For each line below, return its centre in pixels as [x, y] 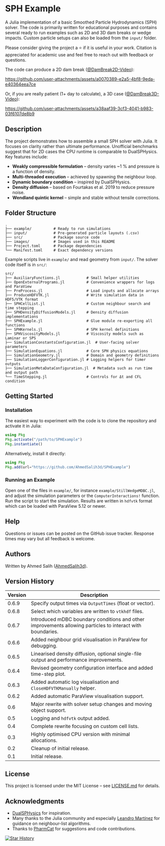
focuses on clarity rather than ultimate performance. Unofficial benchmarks [82, 146]
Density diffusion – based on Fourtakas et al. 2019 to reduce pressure [83, 187]
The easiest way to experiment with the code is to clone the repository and [81, 421]
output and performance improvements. [77, 660]
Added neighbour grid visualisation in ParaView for [90, 640]
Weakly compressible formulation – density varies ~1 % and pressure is [86, 166]
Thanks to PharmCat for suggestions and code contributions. [74, 828]
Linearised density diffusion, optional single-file [86, 654]
